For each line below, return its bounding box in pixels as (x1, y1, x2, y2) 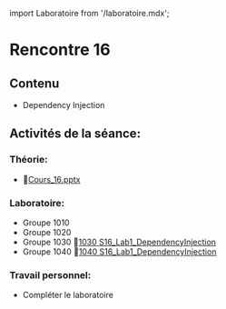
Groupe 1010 (22, 217, 70, 228)
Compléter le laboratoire (22, 290, 113, 301)
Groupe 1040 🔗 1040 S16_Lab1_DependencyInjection (22, 245, 217, 257)
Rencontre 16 (9, 40, 111, 60)
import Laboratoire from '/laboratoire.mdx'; (9, 8, 170, 18)
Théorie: (9, 154, 48, 166)
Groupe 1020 (22, 226, 72, 237)
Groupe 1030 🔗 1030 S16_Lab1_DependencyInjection (22, 236, 216, 247)
